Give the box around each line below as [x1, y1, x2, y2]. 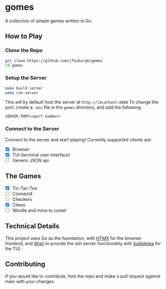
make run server [5, 90, 39, 95]
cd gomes [5, 63, 23, 68]
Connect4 [12, 191, 33, 197]
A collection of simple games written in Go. [5, 18, 93, 24]
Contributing [5, 260, 45, 268]
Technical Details [5, 222, 60, 231]
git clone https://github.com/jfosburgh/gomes [5, 58, 103, 63]
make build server [5, 85, 43, 90]
